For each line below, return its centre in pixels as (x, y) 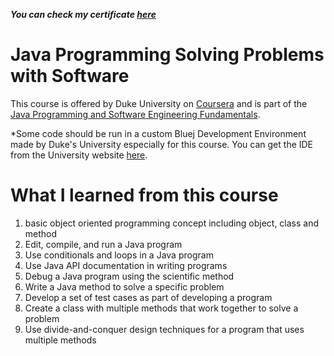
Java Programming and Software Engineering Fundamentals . (135, 114)
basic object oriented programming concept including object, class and (172, 223)
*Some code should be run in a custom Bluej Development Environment (158, 133)
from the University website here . (79, 155)
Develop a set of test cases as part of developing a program (148, 297)
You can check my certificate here (83, 14)
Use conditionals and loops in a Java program (119, 255)
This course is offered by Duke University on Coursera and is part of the (159, 103)
